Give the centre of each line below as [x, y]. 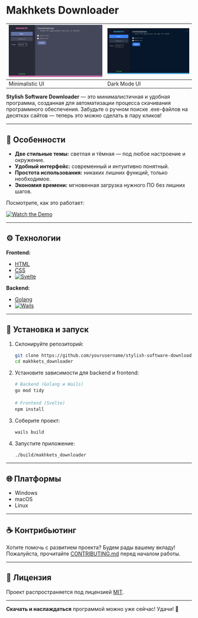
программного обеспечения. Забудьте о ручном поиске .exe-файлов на [97, 109]
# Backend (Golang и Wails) [49, 384]
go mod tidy [29, 391]
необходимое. [33, 179]
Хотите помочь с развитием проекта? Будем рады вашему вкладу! [91, 548]
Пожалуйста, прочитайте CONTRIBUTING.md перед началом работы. [93, 554]
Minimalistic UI [26, 84]
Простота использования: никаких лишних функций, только [91, 172]
